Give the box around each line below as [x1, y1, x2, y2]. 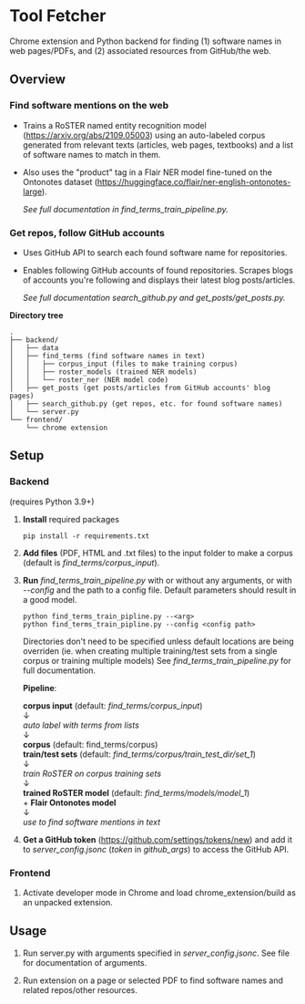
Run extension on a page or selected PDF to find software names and [22, 975, 284, 986]
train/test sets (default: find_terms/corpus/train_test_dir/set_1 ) [22, 749, 257, 760]
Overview [9, 72, 66, 88]
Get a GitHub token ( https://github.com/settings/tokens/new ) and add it [22, 833, 293, 844]
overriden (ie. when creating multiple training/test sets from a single [22, 645, 278, 657]
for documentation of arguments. [22, 957, 147, 968]
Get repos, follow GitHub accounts [9, 226, 166, 239]
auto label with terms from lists [22, 719, 139, 730]
